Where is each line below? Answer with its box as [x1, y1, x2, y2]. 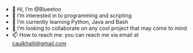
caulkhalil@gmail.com [11, 40, 67, 47]
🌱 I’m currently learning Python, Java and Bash [11, 18, 128, 25]
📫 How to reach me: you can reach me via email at [11, 32, 139, 38]
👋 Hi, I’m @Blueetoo [11, 6, 61, 13]
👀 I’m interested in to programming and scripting [11, 12, 132, 19]
